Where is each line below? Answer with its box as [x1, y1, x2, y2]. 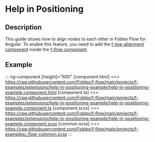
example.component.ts [5, 105, 52, 111]
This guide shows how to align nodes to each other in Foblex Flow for [5, 36, 146, 42]
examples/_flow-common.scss [5, 131, 67, 137]
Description [5, 23, 42, 31]
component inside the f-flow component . [5, 47, 89, 52]
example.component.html [5, 89, 57, 95]
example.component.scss [5, 120, 58, 126]
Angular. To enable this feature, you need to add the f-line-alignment [5, 41, 144, 47]
